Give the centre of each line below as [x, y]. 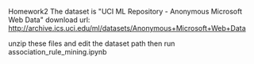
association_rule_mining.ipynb [58, 52]
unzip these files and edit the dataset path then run [92, 43]
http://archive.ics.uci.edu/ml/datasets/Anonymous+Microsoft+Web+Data [127, 28]
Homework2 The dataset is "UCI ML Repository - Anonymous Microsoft [125, 11]
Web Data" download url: [49, 20]
